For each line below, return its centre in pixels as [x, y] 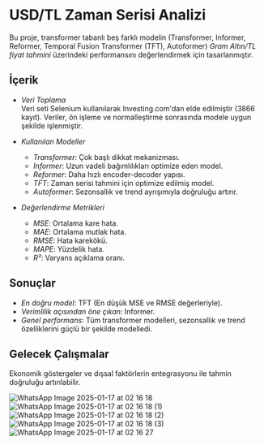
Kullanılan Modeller [53, 141]
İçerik [24, 80]
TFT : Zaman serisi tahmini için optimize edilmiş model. [123, 183]
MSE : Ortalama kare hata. [75, 223]
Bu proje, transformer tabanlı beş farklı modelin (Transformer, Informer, [128, 37]
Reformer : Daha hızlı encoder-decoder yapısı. [109, 174]
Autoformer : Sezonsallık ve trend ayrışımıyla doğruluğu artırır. [135, 192]
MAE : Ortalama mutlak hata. [79, 231]
